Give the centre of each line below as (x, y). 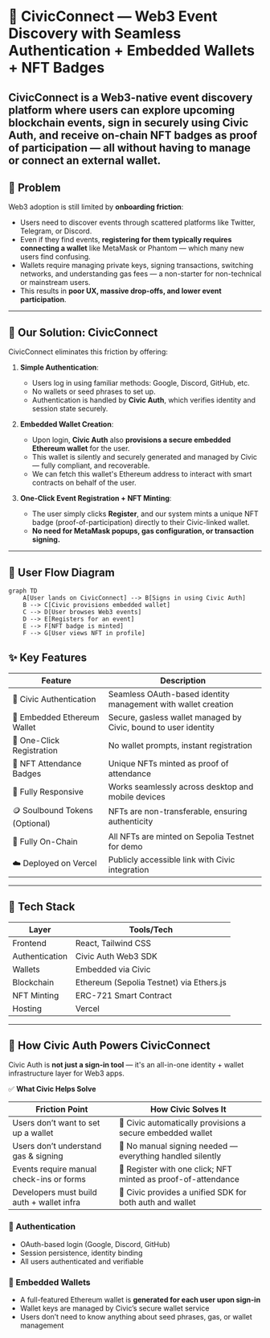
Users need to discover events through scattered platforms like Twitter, (137, 223)
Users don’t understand (57, 1146)
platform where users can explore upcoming (122, 110)
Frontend (29, 943)
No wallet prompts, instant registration (180, 745)
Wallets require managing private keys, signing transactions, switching (137, 266)
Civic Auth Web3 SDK (117, 956)
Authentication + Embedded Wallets (132, 51)
